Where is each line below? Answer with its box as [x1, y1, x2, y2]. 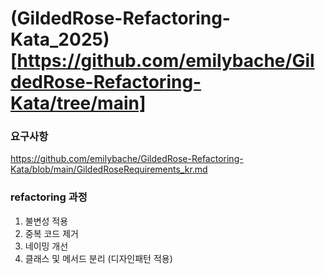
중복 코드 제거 [24, 227, 79, 239]
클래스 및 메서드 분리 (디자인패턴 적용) [24, 252, 173, 264]
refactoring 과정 [10, 190, 88, 204]
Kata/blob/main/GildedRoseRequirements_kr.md [10, 163, 208, 176]
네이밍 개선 [24, 240, 69, 252]
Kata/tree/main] [10, 92, 147, 115]
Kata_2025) [10, 28, 110, 51]
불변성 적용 [24, 215, 69, 227]
